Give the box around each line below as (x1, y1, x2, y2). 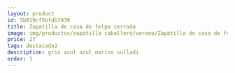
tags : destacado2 (7, 42, 58, 49)
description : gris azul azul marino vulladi (7, 49, 139, 56)
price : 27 (7, 36, 36, 43)
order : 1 (7, 56, 33, 63)
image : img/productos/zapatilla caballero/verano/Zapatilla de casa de (7, 29, 220, 37)
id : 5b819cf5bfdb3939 (7, 17, 71, 24)
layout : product (7, 10, 55, 17)
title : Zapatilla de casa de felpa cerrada (7, 23, 136, 30)
